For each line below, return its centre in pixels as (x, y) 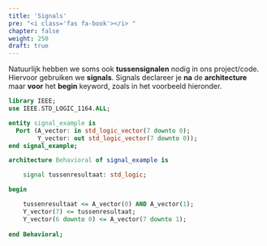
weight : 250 (28, 38)
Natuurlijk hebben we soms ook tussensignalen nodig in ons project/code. (134, 69)
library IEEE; (32, 101)
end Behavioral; (36, 234)
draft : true (28, 46)
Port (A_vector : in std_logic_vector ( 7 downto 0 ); (103, 130)
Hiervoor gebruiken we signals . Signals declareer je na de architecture (128, 78)
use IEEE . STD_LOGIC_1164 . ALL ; (60, 108)
